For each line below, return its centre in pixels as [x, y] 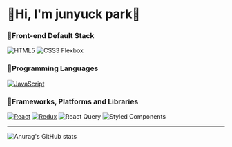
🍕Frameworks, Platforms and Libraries [73, 101]
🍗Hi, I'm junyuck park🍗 [74, 14]
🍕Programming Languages [53, 68]
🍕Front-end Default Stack [51, 36]
